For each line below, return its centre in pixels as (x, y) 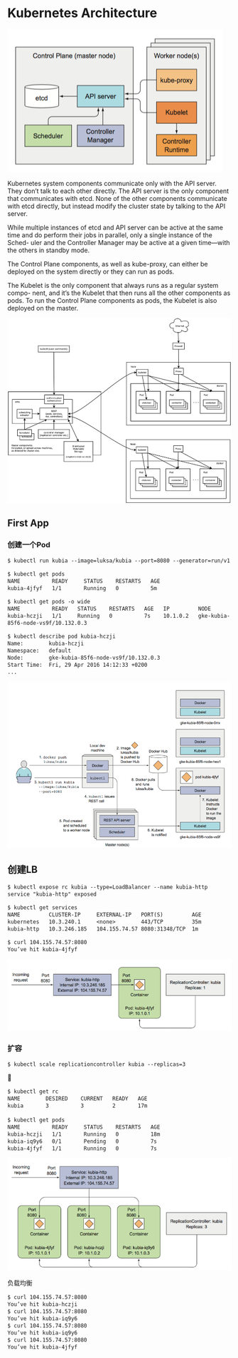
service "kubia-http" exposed (52, 895)
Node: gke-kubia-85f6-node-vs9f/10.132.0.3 (84, 658)
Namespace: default (39, 651)
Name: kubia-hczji (45, 643)
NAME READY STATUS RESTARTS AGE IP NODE (109, 608)
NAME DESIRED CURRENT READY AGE (77, 1099)
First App (28, 523)
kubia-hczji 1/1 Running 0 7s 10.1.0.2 (98, 616)
